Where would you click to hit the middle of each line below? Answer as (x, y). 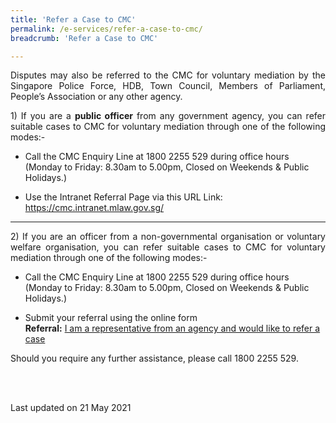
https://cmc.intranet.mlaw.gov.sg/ (94, 208)
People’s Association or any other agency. (96, 97)
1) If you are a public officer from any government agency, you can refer (168, 116)
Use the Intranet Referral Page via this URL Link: (123, 197)
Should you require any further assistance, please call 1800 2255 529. (154, 358)
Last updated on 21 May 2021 (71, 408)
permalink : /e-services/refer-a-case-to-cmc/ (106, 29)
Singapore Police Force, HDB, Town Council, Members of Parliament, (168, 86)
